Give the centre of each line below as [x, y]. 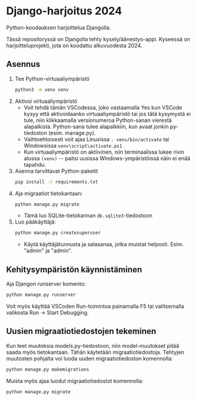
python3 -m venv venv [42, 90]
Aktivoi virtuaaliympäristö [46, 101]
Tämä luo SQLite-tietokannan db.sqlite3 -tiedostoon [88, 216]
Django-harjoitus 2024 [64, 11]
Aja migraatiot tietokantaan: [49, 193]
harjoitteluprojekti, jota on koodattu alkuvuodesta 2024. [74, 45]
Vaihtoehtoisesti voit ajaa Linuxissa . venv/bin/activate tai [96, 139]
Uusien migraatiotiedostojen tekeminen [81, 331]
